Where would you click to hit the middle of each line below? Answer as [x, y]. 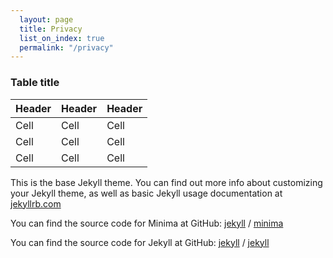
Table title [35, 83]
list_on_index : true [62, 38]
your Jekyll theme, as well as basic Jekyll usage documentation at [146, 193]
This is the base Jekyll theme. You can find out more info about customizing [166, 182]
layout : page [46, 19]
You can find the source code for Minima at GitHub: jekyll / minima [147, 223]
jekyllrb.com [36, 203]
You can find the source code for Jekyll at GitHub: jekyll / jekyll [140, 242]
